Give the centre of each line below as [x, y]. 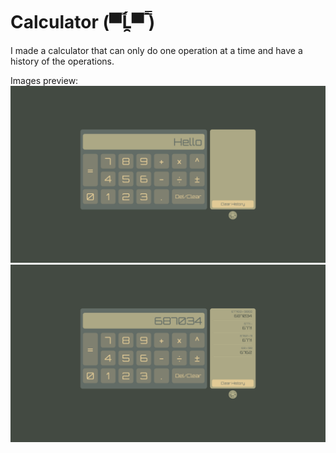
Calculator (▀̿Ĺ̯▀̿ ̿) [83, 22]
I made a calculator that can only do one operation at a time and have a [156, 50]
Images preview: [44, 80]
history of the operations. [62, 61]
